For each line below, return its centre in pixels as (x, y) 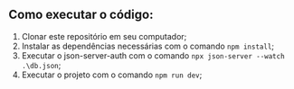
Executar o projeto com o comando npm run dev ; (112, 75)
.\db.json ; (41, 65)
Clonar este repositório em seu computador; (104, 36)
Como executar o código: (81, 15)
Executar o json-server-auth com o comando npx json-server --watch (153, 55)
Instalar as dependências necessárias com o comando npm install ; (148, 46)
